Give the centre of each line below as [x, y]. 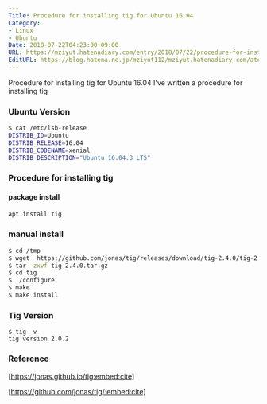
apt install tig [35, 214]
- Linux [21, 30]
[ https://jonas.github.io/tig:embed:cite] [72, 376]
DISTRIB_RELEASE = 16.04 [46, 143]
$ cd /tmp [25, 251]
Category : [25, 23]
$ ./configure [32, 280]
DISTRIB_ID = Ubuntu [39, 136]
